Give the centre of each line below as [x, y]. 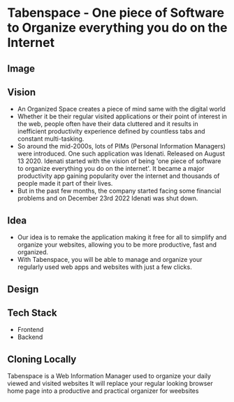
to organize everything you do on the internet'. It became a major [111, 169]
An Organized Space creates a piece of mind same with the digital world [121, 109]
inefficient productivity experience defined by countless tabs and [111, 132]
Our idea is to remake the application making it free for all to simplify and [122, 237]
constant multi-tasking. [51, 139]
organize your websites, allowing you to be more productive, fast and [117, 245]
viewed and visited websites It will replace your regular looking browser [110, 384]
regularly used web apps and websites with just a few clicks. [104, 267]
